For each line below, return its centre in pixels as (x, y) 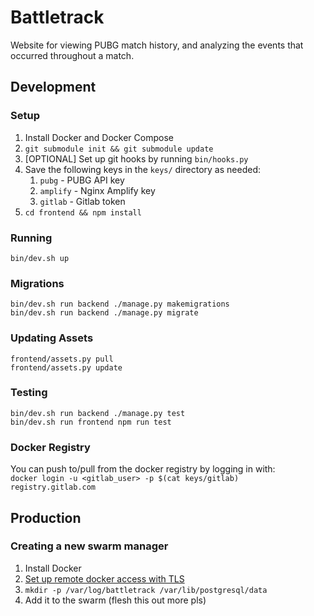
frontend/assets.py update (66, 367)
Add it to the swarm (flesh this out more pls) (115, 600)
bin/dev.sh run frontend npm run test (91, 422)
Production (46, 517)
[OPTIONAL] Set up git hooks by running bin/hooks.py (136, 158)
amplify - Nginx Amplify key (97, 190)
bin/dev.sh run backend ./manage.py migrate (104, 313)
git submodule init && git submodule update (119, 149)
